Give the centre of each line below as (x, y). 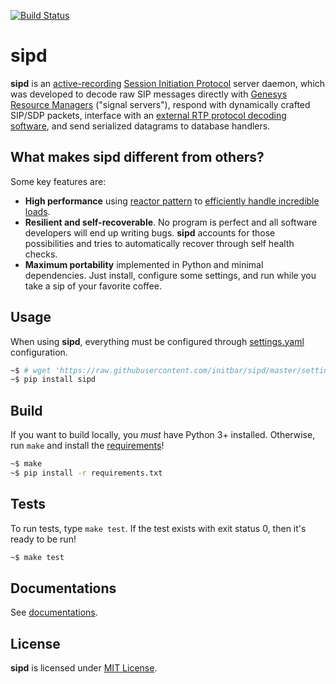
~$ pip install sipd (53, 380)
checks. (41, 254)
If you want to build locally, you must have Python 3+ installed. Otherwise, (163, 435)
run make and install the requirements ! (87, 446)
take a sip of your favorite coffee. (93, 286)
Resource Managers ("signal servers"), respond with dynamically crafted (160, 104)
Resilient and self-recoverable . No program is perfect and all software (171, 222)
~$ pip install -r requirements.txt (86, 473)
